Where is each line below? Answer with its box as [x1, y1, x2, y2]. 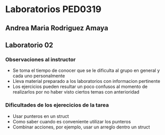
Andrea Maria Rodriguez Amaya [5, 24, 108, 32]
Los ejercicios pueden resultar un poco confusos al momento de [12, 83, 148, 89]
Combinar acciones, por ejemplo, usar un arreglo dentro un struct [12, 124, 150, 130]
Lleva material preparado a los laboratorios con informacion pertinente [12, 78, 160, 84]
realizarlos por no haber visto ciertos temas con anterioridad [12, 89, 140, 95]
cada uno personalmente [12, 73, 65, 79]
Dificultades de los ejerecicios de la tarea [5, 102, 109, 109]
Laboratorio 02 [5, 40, 53, 49]
